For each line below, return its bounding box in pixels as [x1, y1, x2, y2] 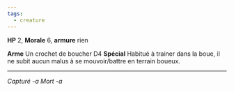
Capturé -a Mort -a [7, 77, 63, 85]
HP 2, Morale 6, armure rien [7, 36, 88, 44]
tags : [7, 10, 23, 17]
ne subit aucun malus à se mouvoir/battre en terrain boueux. [7, 56, 181, 65]
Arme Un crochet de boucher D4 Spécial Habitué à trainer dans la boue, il [7, 49, 221, 58]
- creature [13, 17, 45, 24]
